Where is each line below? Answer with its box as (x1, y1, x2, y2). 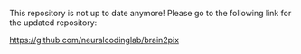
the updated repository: (9, 17, 98, 28)
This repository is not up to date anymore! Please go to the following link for (9, 8, 292, 18)
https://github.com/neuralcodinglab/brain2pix (9, 35, 179, 45)
